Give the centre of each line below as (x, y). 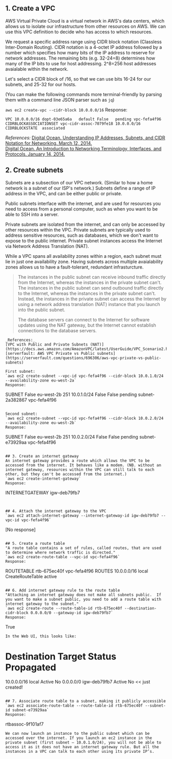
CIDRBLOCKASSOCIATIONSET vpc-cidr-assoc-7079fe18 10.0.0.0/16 (73, 124)
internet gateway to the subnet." (42, 604)
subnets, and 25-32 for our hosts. (41, 84)
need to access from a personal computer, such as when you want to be (81, 209)
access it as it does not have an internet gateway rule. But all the (82, 747)
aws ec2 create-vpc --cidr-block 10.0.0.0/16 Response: (66, 109)
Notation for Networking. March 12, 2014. (49, 143)
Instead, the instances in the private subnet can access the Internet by (92, 299)
